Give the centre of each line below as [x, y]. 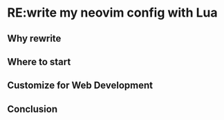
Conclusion [32, 109]
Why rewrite [34, 38]
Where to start [39, 61]
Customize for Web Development [80, 86]
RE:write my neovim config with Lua [112, 13]
